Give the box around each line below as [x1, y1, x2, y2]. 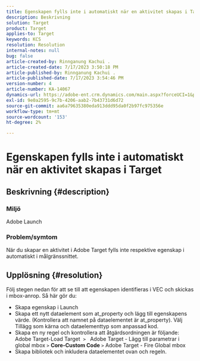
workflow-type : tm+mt [6, 108, 60, 114]
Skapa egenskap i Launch [14, 304, 79, 311]
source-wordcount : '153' [6, 114, 68, 120]
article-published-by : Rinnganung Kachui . [6, 70, 116, 76]
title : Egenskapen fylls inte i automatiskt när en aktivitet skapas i [6, 8, 187, 15]
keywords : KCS [6, 36, 42, 42]
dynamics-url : [6, 92, 42, 98]
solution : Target [6, 20, 49, 26]
